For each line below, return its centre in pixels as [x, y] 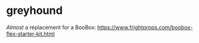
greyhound [34, 11]
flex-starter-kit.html [31, 33]
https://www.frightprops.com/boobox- [145, 27]
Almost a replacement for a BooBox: [51, 27]
